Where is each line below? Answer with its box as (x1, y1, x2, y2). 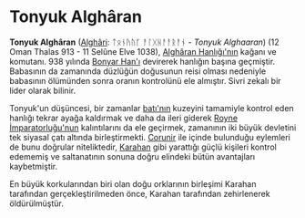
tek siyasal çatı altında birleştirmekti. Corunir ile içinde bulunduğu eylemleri (9, 131, 291, 142)
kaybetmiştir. (9, 161, 58, 171)
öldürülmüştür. (9, 198, 64, 209)
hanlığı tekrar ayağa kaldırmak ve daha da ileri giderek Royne (9, 112, 239, 123)
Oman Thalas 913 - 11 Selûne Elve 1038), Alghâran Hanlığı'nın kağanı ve (9, 46, 277, 57)
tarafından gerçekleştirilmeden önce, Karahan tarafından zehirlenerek (9, 188, 270, 199)
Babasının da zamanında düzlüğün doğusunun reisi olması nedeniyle (9, 66, 267, 77)
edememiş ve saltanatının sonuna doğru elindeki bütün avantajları (9, 151, 256, 161)
